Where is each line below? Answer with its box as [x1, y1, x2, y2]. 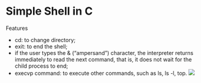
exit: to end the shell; [14, 43, 68, 50]
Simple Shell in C [6, 4, 93, 18]
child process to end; [14, 62, 69, 70]
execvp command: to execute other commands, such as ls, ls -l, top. [14, 69, 188, 77]
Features [6, 24, 28, 32]
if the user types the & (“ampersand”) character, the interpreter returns [14, 49, 194, 56]
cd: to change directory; [14, 36, 76, 43]
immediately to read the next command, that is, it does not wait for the [14, 56, 192, 63]
